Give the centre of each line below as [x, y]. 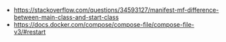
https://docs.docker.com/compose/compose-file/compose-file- [104, 24]
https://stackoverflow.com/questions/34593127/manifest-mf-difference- [116, 10]
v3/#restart [30, 32]
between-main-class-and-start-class [66, 17]
